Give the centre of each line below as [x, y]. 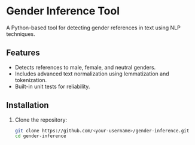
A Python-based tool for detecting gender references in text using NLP [93, 28]
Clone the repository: [41, 120]
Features [23, 53]
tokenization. [31, 80]
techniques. [21, 34]
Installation [28, 105]
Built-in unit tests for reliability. [52, 86]
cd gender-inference [40, 136]
